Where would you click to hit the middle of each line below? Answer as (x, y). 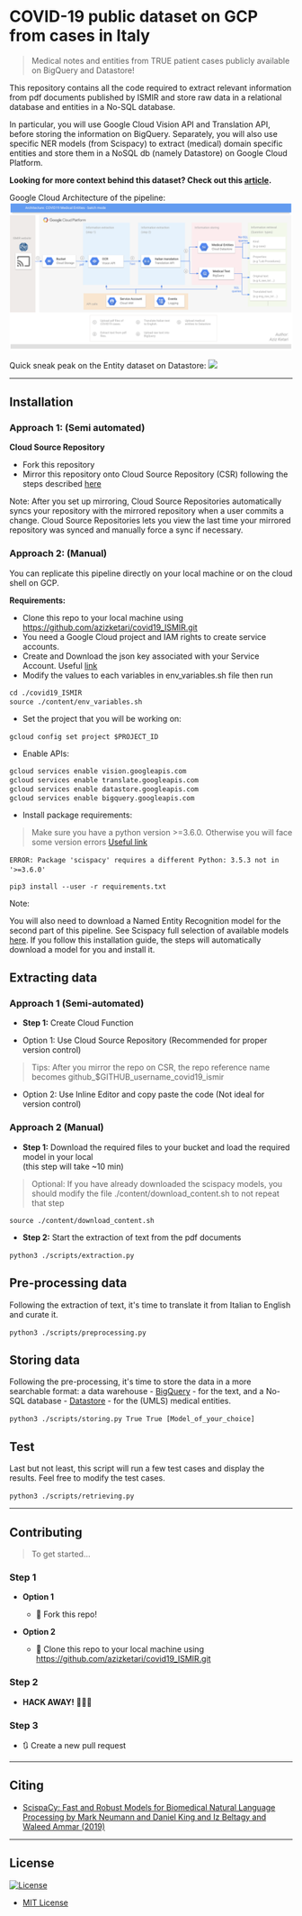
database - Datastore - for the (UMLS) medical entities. (129, 1401)
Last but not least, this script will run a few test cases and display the (137, 1469)
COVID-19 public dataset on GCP (134, 17)
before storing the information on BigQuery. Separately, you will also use (144, 133)
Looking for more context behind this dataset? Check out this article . (141, 180)
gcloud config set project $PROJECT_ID (84, 736)
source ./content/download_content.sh (82, 1220)
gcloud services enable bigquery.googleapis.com (102, 798)
